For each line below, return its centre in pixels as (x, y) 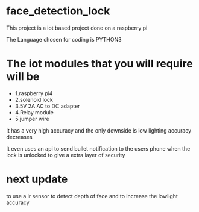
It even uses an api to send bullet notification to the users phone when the (98, 148)
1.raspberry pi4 (34, 93)
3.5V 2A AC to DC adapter (47, 106)
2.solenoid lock (34, 99)
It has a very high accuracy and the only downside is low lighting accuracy (99, 130)
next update (37, 179)
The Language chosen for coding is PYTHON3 (64, 39)
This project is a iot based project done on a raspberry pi (77, 28)
